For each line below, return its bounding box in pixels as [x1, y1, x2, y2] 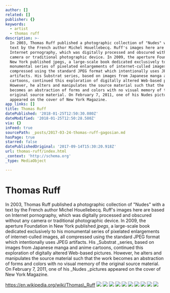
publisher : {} [5, 17, 35, 22]
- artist [10, 26, 28, 31]
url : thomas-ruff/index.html [5, 149, 67, 154]
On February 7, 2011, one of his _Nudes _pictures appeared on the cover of [5, 266, 161, 272]
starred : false [5, 139, 37, 144]
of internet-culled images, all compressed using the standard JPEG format [5, 234, 160, 240]
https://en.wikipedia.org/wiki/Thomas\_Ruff [5, 282, 96, 288]
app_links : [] [5, 102, 35, 107]
